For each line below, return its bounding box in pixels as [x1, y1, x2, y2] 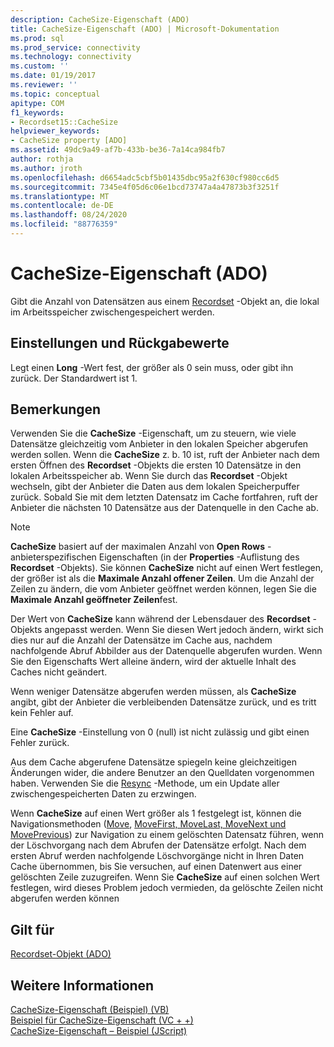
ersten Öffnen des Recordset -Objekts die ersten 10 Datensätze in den [10, 459, 302, 471]
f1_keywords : [10, 107, 65, 118]
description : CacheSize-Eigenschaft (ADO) [10, 14, 190, 25]
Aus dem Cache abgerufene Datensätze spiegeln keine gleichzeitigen [10, 756, 298, 768]
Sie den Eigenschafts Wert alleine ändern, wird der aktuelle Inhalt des [10, 656, 297, 668]
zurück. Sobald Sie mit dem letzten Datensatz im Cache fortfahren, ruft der [10, 491, 318, 503]
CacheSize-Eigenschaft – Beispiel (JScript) [10, 1025, 188, 1037]
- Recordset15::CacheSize [10, 117, 118, 127]
